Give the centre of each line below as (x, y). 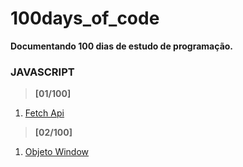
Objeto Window (57, 152)
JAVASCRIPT (42, 72)
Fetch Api (44, 113)
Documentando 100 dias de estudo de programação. (122, 46)
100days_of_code (85, 18)
